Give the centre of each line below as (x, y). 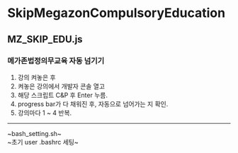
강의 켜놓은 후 (36, 77)
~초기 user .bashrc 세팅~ (43, 142)
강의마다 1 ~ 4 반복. (45, 113)
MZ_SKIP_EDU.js (45, 39)
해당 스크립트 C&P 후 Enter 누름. (63, 95)
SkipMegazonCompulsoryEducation (116, 13)
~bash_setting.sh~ (34, 133)
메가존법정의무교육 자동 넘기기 (56, 60)
